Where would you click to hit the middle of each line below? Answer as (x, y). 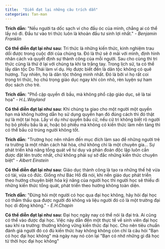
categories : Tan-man (26, 14)
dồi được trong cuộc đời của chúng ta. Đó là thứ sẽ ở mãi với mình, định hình (82, 53)
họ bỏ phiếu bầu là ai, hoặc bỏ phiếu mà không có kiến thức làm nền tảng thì (83, 124)
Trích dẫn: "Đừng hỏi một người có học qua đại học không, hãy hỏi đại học (81, 195)
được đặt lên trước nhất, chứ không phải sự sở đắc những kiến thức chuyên (81, 155)
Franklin (13, 39)
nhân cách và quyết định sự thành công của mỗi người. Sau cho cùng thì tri (81, 58)
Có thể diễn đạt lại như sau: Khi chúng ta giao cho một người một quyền (79, 109)
